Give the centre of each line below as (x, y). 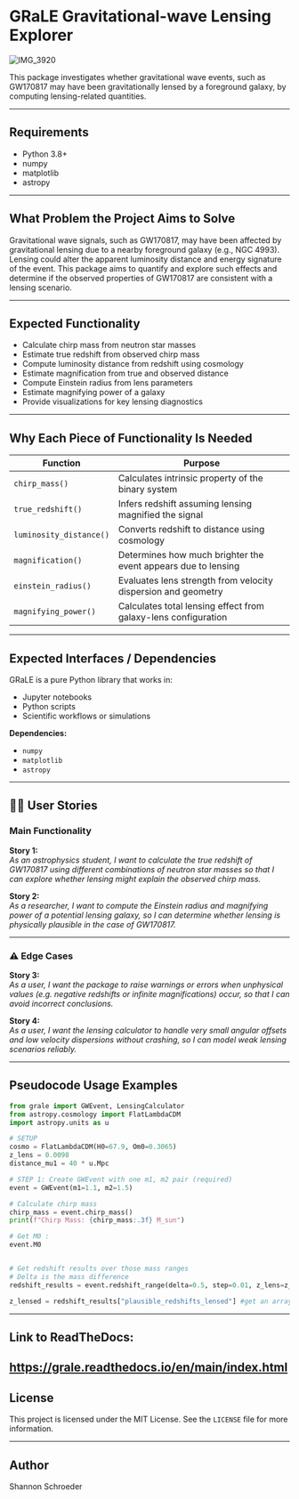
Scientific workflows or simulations (86, 716)
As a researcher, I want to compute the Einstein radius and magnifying (139, 905)
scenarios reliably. (43, 1049)
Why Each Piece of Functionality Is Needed (131, 438)
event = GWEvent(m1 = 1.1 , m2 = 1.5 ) (71, 1187)
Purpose (202, 463)
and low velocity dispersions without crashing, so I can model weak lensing (148, 1040)
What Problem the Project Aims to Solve (122, 219)
